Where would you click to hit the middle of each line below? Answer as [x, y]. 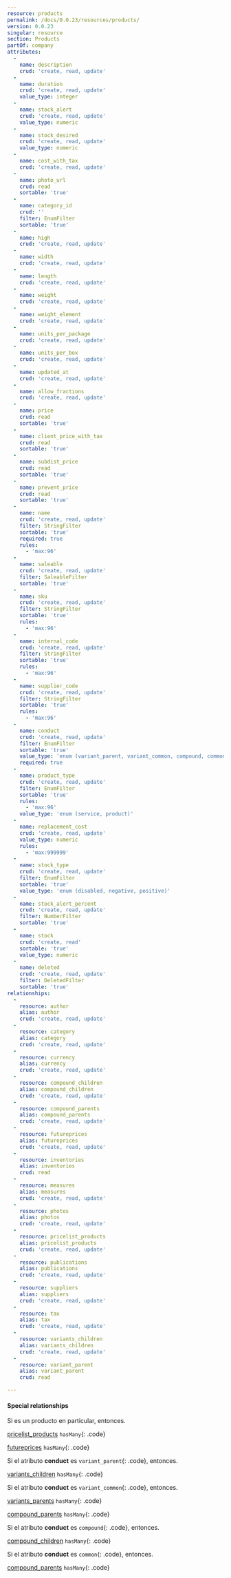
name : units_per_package [55, 334]
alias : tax [35, 1320]
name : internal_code [49, 641]
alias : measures [43, 1192]
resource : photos [44, 1211]
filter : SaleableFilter [54, 577]
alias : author [40, 1013]
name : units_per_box [49, 353]
